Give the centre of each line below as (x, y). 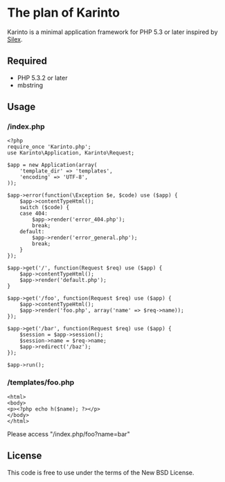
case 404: (34, 214)
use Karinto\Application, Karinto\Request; (71, 153)
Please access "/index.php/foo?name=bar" (69, 434)
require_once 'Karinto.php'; (49, 147)
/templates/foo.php (41, 382)
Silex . (15, 39)
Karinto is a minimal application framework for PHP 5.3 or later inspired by (112, 32)
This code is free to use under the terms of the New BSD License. (101, 472)
